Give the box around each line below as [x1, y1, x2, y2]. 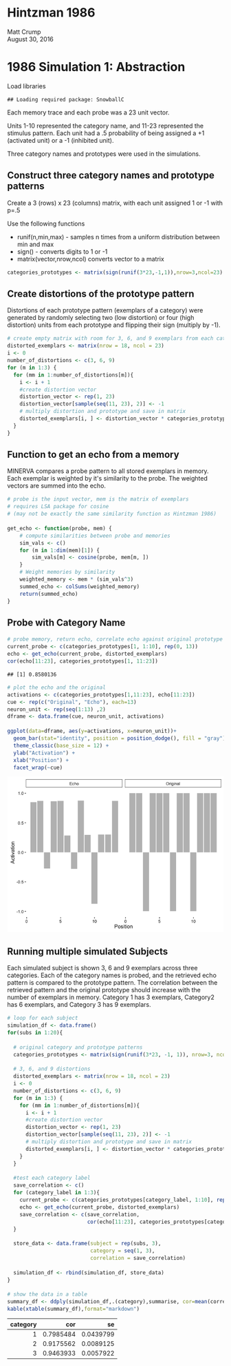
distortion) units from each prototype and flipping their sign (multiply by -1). [7, 321, 221, 329]
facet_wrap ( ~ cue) [13, 764, 63, 771]
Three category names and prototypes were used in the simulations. [7, 150, 201, 158]
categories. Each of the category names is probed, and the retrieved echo [7, 971, 217, 980]
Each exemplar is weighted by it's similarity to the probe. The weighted [7, 474, 208, 483]
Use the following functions [7, 219, 85, 228]
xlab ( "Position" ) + [13, 756, 69, 763]
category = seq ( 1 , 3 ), [90, 1247, 155, 1254]
